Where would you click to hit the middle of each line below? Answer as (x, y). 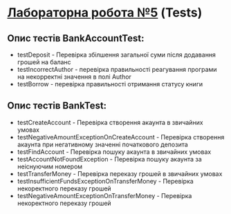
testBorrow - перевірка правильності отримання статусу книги (110, 84)
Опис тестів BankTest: (57, 106)
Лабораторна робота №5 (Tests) (105, 13)
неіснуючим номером (50, 166)
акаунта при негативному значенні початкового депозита (102, 144)
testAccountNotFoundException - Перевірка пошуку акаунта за (109, 159)
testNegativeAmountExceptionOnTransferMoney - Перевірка (104, 195)
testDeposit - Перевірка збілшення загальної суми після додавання (117, 55)
